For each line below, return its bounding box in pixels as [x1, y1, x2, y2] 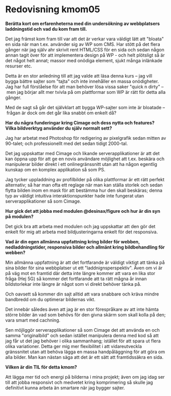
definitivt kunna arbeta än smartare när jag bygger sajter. [5, 384, 125, 391]
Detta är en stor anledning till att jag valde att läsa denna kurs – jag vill [5, 72, 152, 79]
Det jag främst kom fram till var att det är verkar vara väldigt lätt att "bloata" [5, 36, 164, 42]
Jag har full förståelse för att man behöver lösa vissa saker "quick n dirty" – [5, 83, 164, 90]
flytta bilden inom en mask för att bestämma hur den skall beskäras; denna [5, 187, 162, 193]
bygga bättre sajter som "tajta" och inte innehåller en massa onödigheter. [5, 78, 159, 84]
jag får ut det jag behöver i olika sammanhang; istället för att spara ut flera [5, 338, 161, 344]
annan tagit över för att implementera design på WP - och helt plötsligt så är [5, 52, 165, 58]
